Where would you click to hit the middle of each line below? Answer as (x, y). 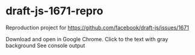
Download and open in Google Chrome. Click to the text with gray (87, 39)
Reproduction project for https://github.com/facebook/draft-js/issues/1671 (97, 27)
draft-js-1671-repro (54, 11)
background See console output (45, 45)
